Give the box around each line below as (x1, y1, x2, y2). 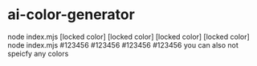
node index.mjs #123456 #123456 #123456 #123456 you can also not (7, 40, 239, 49)
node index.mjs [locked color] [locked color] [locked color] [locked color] (7, 32, 250, 41)
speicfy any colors (7, 49, 69, 58)
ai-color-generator (7, 6, 136, 24)
